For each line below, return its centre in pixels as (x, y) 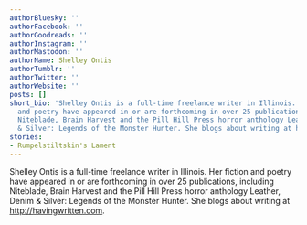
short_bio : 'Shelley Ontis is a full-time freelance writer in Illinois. (153, 103)
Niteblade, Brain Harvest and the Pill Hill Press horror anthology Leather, (145, 191)
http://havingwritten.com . (57, 210)
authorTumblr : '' (42, 70)
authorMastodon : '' (47, 52)
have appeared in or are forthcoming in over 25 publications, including (142, 181)
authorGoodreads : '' (49, 35)
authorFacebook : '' (47, 27)
